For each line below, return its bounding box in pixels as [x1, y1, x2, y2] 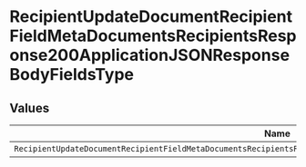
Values [9, 100, 50, 115]
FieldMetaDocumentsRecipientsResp [9, 25, 297, 46]
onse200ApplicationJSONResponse [9, 45, 290, 65]
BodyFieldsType [9, 64, 135, 85]
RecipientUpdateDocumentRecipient [9, 6, 293, 27]
